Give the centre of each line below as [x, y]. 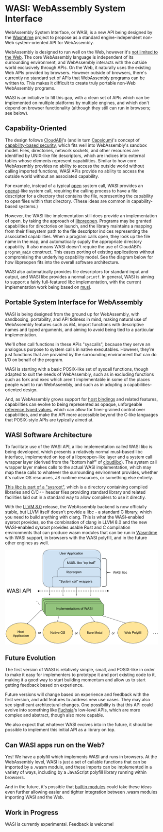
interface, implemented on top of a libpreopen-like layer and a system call [79, 457]
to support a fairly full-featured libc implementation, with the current [73, 282]
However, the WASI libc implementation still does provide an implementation [81, 216]
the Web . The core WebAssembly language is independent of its [69, 57]
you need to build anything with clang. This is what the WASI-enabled [74, 517]
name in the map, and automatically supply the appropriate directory [73, 242]
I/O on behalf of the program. [34, 360]
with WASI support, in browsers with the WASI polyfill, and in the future [76, 538]
